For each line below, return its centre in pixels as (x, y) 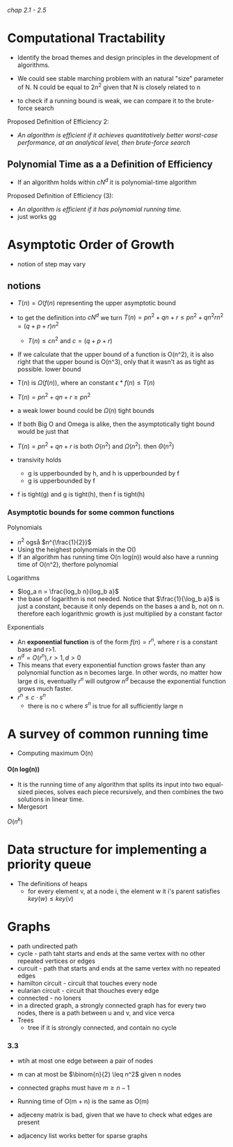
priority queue (49, 865)
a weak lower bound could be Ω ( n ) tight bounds (86, 411)
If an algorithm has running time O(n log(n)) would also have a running (118, 557)
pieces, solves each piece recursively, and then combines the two (129, 792)
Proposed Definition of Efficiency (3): (60, 196)
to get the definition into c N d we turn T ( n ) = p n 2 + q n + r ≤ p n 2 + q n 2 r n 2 (120, 317)
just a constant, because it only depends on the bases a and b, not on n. (121, 607)
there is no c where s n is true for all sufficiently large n (105, 705)
